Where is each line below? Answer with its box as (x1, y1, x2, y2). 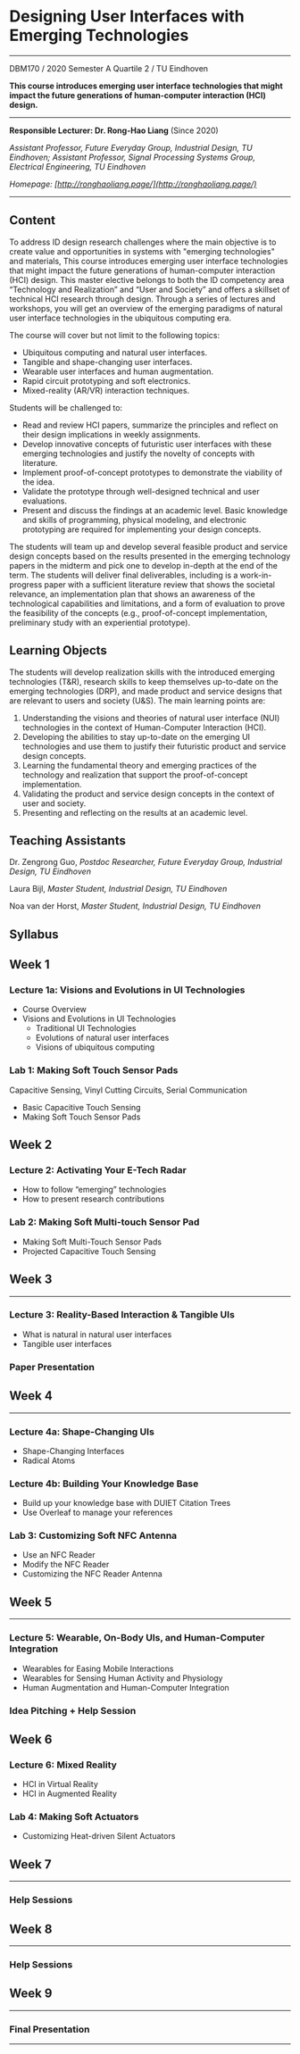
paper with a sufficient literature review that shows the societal (44, 578, 275, 590)
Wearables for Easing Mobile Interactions (21, 1663, 174, 1674)
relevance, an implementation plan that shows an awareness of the (9, 588, 256, 599)
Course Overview (21, 1004, 87, 1015)
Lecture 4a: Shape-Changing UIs (9, 1426, 154, 1438)
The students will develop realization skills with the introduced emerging (9, 667, 275, 678)
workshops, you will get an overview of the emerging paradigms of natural (9, 303, 283, 313)
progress (9, 578, 43, 590)
